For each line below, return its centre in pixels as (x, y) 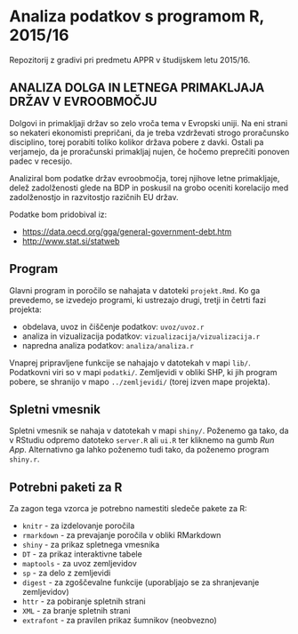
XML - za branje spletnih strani (76, 611)
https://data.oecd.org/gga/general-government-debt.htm (127, 231)
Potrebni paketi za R (66, 487)
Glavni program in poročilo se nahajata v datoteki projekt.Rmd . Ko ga (135, 290)
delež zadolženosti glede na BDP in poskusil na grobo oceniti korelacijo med (149, 188)
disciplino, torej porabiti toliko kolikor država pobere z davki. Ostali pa (137, 142)
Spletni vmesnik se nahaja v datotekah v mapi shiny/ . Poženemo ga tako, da (149, 431)
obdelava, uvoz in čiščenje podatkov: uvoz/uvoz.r (113, 326)
